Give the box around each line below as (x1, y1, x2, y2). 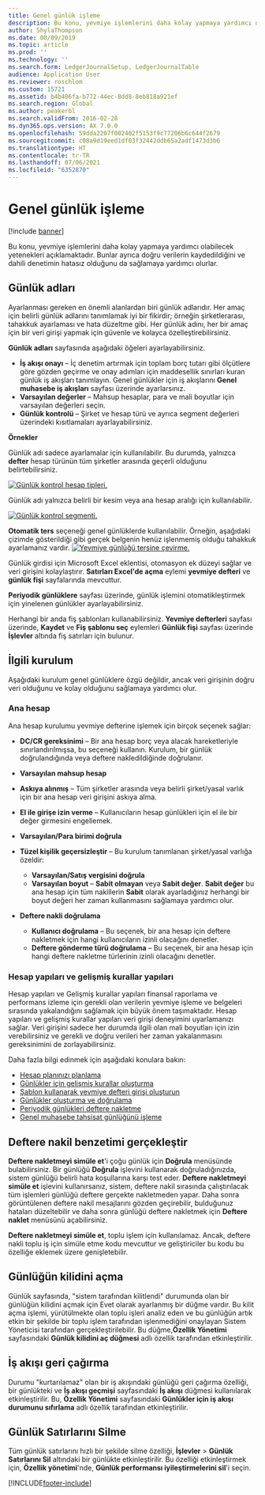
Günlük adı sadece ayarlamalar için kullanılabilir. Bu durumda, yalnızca (8, 448, 237, 457)
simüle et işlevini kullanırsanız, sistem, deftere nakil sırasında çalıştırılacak (8, 1181, 248, 1191)
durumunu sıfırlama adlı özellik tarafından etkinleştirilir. (8, 1402, 188, 1412)
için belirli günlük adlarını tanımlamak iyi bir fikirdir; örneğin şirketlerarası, (8, 310, 246, 321)
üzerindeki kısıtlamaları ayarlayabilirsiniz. (19, 417, 153, 427)
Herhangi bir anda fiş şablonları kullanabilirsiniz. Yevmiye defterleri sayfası (8, 614, 252, 624)
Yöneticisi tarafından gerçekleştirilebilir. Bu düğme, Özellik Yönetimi (8, 1325, 227, 1334)
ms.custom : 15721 (8, 85, 65, 93)
